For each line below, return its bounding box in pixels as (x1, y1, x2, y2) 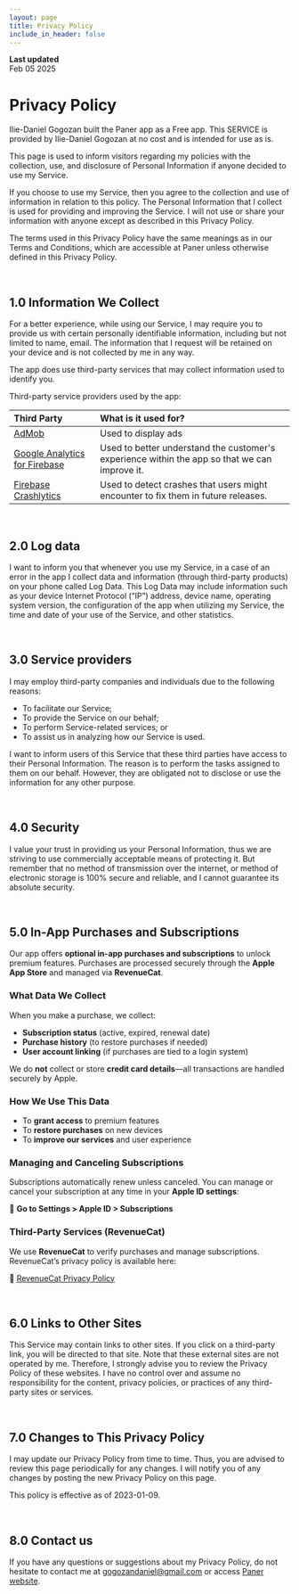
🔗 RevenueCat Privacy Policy (9, 1272, 116, 1284)
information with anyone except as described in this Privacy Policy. (9, 216, 255, 226)
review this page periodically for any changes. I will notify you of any (9, 1463, 261, 1474)
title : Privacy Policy (9, 21, 93, 30)
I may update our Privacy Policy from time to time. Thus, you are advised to (9, 1454, 285, 1465)
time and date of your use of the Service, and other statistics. (9, 609, 234, 620)
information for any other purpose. (9, 776, 136, 787)
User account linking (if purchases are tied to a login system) (21, 1046, 249, 1056)
